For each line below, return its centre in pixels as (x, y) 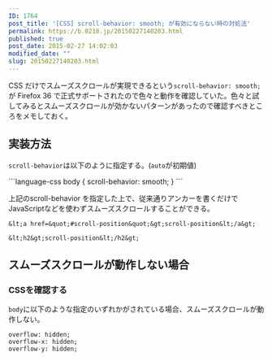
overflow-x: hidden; (43, 342)
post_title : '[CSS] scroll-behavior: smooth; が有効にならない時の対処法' (130, 24)
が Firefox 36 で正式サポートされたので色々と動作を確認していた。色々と (131, 95)
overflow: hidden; (39, 335)
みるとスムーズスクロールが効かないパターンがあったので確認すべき (136, 106)
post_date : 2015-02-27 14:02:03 (63, 46)
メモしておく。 (47, 115)
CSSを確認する (38, 290)
